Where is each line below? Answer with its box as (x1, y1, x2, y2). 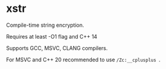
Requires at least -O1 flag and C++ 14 (6, 33, 98, 40)
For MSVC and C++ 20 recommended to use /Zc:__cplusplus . (6, 56, 161, 63)
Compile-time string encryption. (6, 21, 84, 29)
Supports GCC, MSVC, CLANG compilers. (6, 44, 108, 52)
